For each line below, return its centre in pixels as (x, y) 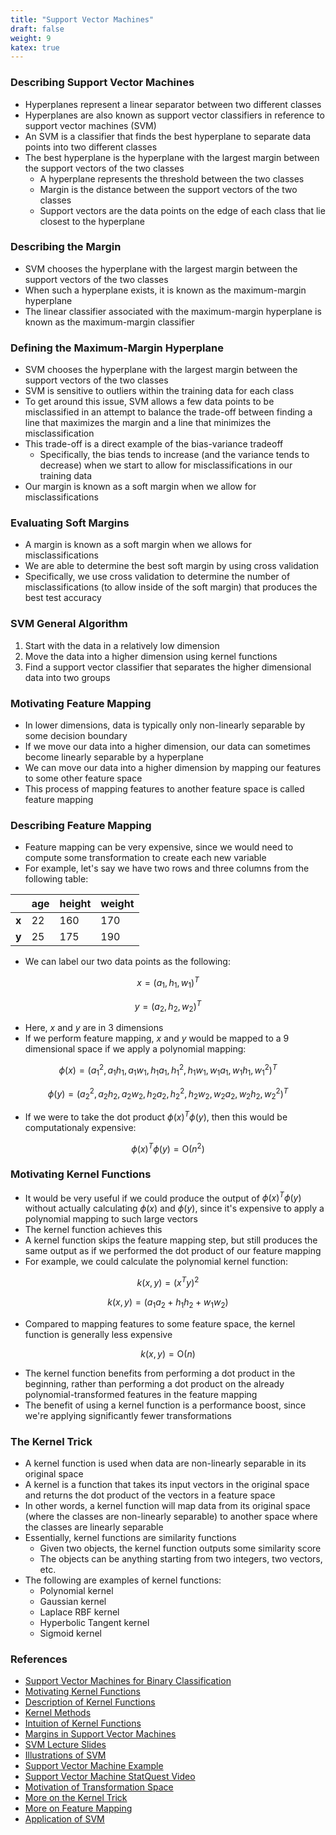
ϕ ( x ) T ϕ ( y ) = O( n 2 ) (168, 1148)
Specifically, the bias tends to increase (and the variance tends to (174, 455)
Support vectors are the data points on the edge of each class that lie (182, 210)
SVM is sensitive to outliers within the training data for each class (159, 391)
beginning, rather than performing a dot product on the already (154, 1383)
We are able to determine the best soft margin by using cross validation (172, 566)
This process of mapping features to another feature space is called (164, 789)
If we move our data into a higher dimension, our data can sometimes (167, 747)
